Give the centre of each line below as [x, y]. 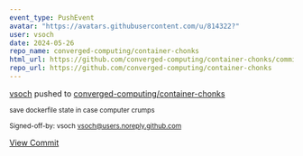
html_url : [28, 60]
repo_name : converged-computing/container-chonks [105, 51]
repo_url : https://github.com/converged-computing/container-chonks [141, 69]
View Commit [34, 142]
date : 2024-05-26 [42, 43]
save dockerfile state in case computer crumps [82, 110]
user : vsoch [32, 34]
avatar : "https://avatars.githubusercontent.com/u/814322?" [125, 26]
